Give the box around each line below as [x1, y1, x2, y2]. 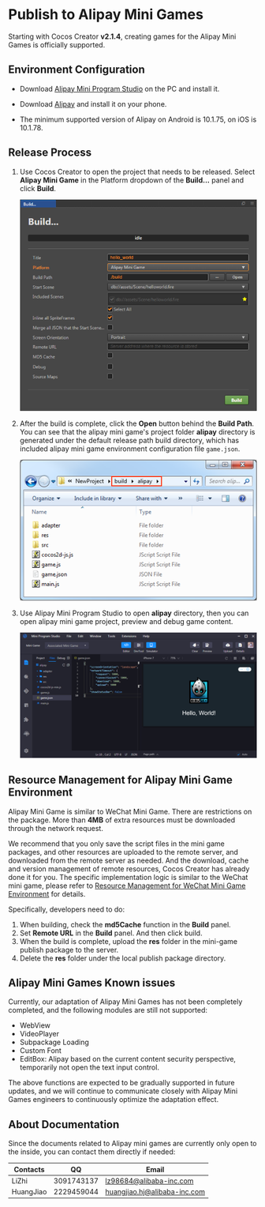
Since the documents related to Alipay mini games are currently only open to [8, 1139, 258, 1149]
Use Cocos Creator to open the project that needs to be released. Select [19, 167, 255, 176]
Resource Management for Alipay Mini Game [8, 773, 233, 787]
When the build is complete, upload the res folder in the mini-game [19, 936, 238, 946]
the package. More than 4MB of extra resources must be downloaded [8, 815, 235, 825]
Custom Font [19, 1046, 62, 1055]
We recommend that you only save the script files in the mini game [8, 839, 225, 848]
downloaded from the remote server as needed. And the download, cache [8, 855, 249, 865]
